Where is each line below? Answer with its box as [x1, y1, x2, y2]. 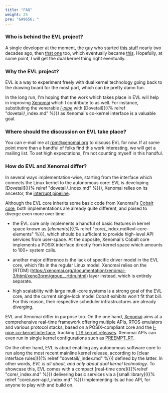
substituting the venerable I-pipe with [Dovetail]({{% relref [5, 105, 126, 111]
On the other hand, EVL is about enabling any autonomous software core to [5, 344, 161, 350]
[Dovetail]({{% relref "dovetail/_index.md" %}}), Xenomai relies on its [5, 185, 148, 191]
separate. [12, 278, 33, 284]
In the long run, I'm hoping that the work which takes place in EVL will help [5, 94, 159, 100]
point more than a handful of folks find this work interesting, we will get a [5, 145, 156, 151]
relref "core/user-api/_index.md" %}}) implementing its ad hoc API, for [5, 376, 150, 382]
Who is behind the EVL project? [5, 33, 84, 40]
